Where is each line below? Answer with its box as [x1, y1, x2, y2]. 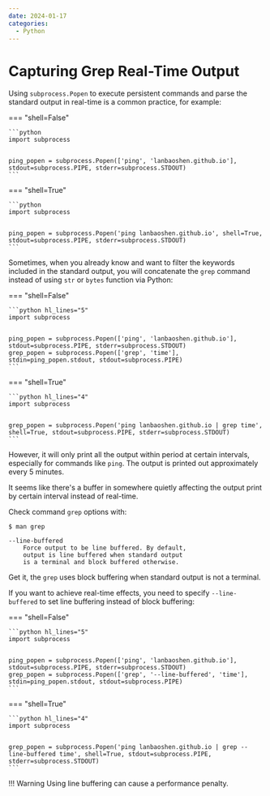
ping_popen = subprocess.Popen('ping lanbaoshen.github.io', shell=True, [8, 229, 264, 238]
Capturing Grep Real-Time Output [8, 62, 240, 80]
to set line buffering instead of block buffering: [39, 597, 195, 606]
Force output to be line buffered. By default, [23, 544, 186, 552]
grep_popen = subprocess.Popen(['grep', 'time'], [8, 349, 180, 357]
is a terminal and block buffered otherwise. [23, 558, 180, 567]
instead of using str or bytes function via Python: [8, 275, 174, 285]
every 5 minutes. [8, 467, 65, 477]
